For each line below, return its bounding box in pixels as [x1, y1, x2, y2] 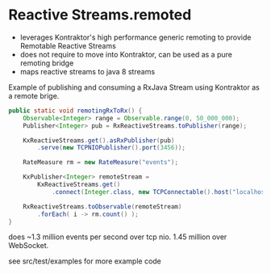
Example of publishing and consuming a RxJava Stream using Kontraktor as [8, 82, 260, 92]
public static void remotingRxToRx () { [8, 107, 143, 115]
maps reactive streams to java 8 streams [19, 66, 156, 76]
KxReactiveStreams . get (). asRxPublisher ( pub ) [23, 136, 175, 145]
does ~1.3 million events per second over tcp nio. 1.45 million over [8, 232, 227, 242]
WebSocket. [8, 241, 49, 251]
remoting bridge [19, 58, 74, 68]
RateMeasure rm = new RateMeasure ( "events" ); [23, 158, 179, 167]
